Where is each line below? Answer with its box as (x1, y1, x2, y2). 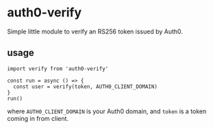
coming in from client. (7, 114, 69, 122)
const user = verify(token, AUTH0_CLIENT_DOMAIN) (13, 83, 158, 90)
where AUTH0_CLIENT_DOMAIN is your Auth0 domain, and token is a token (7, 107, 207, 115)
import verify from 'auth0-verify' (7, 65, 109, 72)
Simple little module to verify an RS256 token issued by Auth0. (7, 27, 184, 35)
